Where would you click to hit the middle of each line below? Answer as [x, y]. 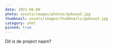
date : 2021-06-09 [23, 9]
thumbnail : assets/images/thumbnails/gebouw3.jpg [57, 18]
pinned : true [18, 28]
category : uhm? [21, 23]
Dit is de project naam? [28, 41]
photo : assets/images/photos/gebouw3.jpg [48, 14]
